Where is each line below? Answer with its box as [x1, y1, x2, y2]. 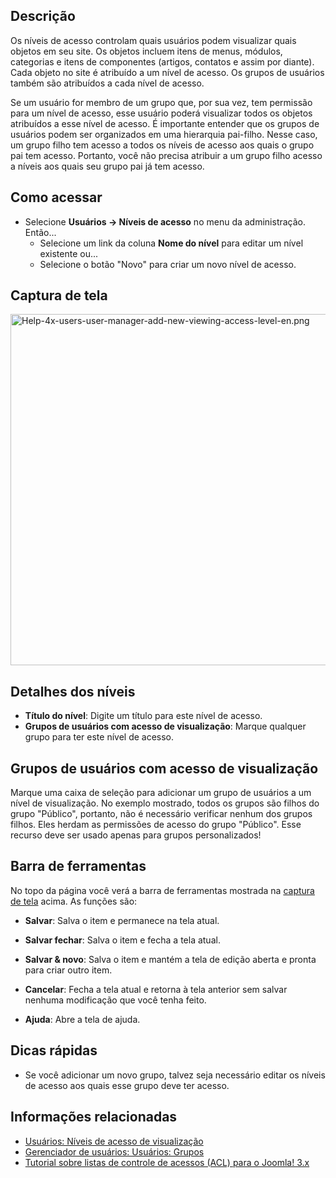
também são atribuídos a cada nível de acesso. [10, 77, 205, 89]
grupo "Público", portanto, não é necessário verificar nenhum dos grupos [10, 808, 313, 820]
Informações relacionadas [10, 1109, 178, 1126]
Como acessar [10, 189, 103, 206]
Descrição [10, 8, 76, 25]
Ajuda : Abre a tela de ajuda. [24, 1013, 141, 1025]
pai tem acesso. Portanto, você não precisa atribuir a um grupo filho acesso [10, 149, 323, 161]
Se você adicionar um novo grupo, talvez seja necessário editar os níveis [24, 1069, 326, 1081]
